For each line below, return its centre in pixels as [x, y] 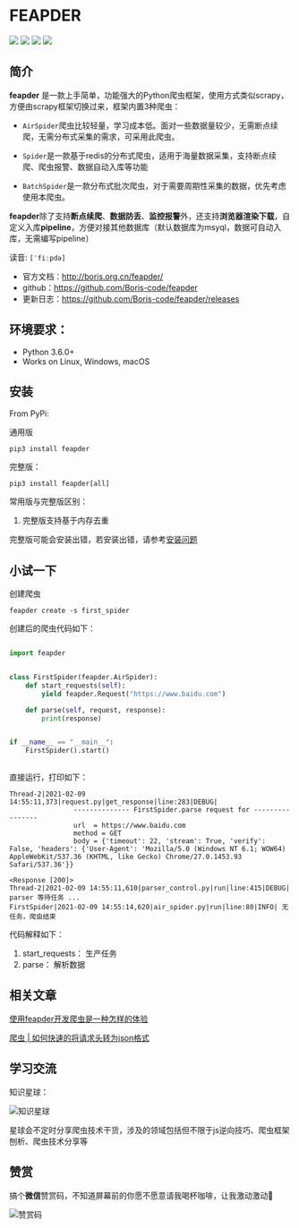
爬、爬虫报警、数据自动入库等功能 [85, 166]
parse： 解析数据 [54, 965]
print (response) [72, 718]
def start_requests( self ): [76, 686]
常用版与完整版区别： [48, 501]
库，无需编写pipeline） [51, 238]
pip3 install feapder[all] [60, 484]
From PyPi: [29, 414]
